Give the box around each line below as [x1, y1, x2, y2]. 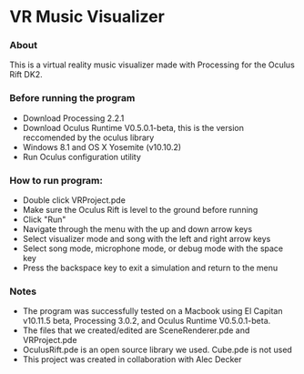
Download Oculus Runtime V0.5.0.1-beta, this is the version [22, 122, 244, 133]
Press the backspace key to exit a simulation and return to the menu [22, 262, 279, 274]
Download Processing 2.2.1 [22, 112, 125, 124]
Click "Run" [22, 214, 66, 225]
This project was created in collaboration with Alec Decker [22, 354, 243, 365]
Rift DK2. [9, 69, 43, 80]
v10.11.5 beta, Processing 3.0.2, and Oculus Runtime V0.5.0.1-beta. [22, 316, 271, 327]
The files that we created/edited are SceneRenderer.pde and [22, 325, 250, 336]
